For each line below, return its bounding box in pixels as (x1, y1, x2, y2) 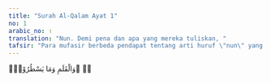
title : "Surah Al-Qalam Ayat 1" (8, 11, 118, 20)
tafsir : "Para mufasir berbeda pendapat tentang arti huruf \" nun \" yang (8, 42, 264, 50)
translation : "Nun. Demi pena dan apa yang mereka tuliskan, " (8, 34, 227, 43)
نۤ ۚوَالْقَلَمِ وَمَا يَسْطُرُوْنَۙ (8, 64, 92, 73)
